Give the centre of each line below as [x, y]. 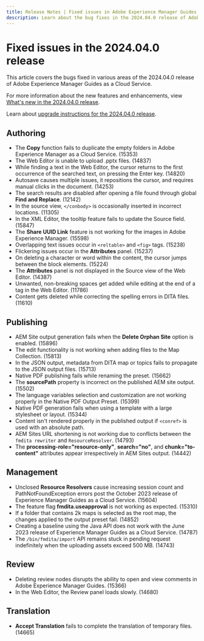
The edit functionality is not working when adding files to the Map [97, 350]
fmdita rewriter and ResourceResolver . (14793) [75, 440]
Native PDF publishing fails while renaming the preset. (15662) [93, 376]
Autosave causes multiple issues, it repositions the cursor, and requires [104, 180]
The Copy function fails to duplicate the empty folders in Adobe [95, 148]
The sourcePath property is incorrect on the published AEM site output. [105, 382]
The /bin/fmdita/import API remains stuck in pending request [93, 539]
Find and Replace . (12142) [48, 200]
